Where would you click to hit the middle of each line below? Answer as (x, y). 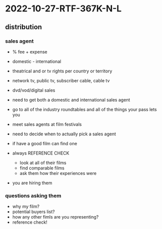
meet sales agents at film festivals (47, 124)
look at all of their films (43, 163)
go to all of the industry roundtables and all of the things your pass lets (84, 109)
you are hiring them (32, 183)
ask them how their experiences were (58, 173)
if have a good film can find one (45, 143)
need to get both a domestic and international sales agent (71, 100)
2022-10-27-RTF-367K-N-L (63, 9)
